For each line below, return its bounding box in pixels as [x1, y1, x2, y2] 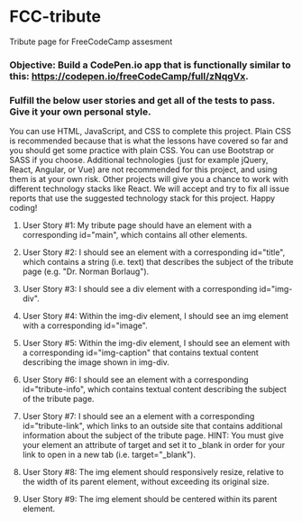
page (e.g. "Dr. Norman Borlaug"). [22, 266, 150, 277]
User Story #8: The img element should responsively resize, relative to [22, 467, 284, 478]
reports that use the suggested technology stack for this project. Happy [9, 193, 276, 204]
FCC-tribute [9, 6, 102, 27]
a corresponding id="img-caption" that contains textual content [22, 347, 259, 358]
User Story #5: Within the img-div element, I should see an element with [22, 338, 290, 349]
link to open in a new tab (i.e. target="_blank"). [22, 449, 197, 461]
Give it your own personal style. [9, 105, 151, 118]
